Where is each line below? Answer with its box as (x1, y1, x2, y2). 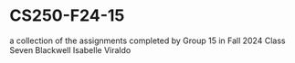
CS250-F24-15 (9, 5, 125, 26)
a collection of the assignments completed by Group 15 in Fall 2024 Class (9, 35, 286, 46)
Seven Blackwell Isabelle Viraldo (9, 44, 132, 55)
